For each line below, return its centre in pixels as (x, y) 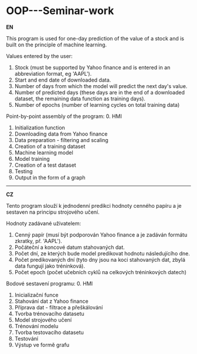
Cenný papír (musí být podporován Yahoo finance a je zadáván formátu (101, 235)
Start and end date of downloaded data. (63, 80)
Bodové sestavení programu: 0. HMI (50, 284)
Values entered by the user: (39, 56)
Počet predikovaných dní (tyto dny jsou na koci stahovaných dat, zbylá (100, 259)
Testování (26, 338)
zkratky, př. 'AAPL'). (38, 241)
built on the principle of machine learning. (57, 45)
